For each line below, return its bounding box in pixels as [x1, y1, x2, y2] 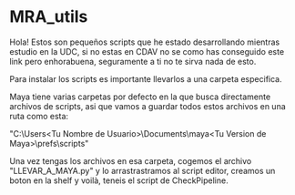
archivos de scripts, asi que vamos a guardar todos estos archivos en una [9, 100, 287, 111]
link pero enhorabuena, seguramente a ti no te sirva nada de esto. [9, 56, 257, 67]
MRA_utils [9, 6, 88, 27]
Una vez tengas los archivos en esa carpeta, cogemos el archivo [9, 155, 252, 166]
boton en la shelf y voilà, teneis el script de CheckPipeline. [9, 175, 229, 186]
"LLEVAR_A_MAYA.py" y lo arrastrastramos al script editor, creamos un [9, 165, 276, 176]
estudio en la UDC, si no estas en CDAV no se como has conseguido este [9, 46, 285, 56]
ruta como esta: [9, 110, 69, 121]
